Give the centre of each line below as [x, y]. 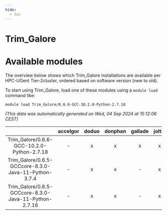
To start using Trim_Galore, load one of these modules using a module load [82, 90]
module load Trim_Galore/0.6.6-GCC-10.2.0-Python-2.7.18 [65, 105]
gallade [140, 131]
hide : [11, 10]
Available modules [44, 61]
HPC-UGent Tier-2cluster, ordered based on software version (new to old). [82, 80]
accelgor [69, 131]
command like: [20, 95]
